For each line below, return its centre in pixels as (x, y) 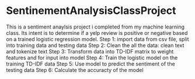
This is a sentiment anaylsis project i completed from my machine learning (95, 27)
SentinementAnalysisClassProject (91, 11)
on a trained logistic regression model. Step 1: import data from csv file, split (97, 39)
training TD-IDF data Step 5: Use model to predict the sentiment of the (90, 64)
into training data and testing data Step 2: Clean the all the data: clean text (95, 45)
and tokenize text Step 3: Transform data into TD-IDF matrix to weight (90, 51)
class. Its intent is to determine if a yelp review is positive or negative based (97, 33)
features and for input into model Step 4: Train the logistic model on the (92, 58)
